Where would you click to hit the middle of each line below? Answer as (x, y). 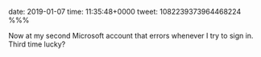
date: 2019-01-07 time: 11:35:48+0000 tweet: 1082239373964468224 (125, 12)
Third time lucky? (37, 44)
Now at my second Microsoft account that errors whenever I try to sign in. (131, 36)
